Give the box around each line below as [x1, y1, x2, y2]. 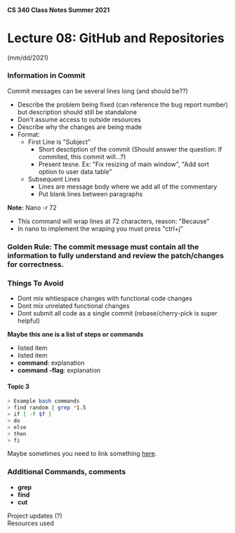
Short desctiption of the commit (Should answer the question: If [38, 144, 222, 154]
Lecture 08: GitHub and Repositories [7, 30, 224, 46]
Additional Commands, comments [7, 467, 126, 477]
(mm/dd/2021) [7, 53, 49, 62]
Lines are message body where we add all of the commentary [38, 182, 217, 191]
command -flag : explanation [17, 366, 101, 375]
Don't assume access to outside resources [17, 115, 142, 123]
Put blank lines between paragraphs [38, 189, 143, 198]
